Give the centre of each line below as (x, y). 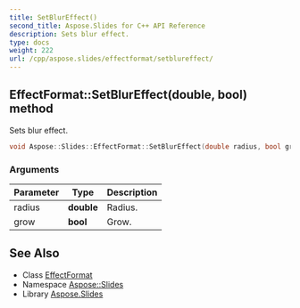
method (31, 109)
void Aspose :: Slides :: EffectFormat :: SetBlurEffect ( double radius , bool (145, 146)
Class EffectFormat (57, 275)
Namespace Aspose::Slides (73, 284)
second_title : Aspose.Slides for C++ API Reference (107, 26)
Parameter (37, 192)
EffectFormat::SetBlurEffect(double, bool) (129, 95)
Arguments (34, 169)
